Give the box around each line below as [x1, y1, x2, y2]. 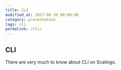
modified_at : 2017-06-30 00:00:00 [5, 12, 79, 17]
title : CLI [5, 7, 29, 13]
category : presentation [5, 17, 56, 22]
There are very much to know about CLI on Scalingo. [5, 59, 116, 65]
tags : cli [5, 21, 27, 27]
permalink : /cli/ [5, 27, 42, 32]
